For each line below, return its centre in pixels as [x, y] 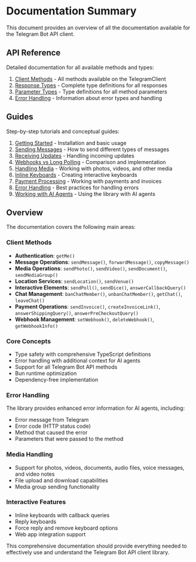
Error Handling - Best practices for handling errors [77, 188]
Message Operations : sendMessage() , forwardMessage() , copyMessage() [102, 262]
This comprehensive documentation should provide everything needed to [97, 546]
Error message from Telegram [52, 420]
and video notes [35, 474]
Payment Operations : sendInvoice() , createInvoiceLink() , [88, 306]
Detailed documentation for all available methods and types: [80, 67]
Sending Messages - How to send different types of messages [92, 149]
